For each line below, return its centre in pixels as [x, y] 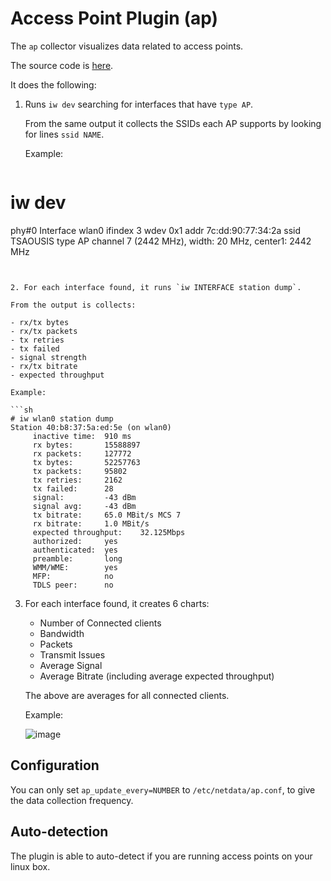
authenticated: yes [75, 550]
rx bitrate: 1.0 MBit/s [91, 523]
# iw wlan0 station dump [62, 418]
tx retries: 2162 [77, 480]
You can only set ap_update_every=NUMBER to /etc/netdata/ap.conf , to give [163, 789]
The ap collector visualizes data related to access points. [127, 46]
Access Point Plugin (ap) [114, 18]
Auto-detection [59, 832]
